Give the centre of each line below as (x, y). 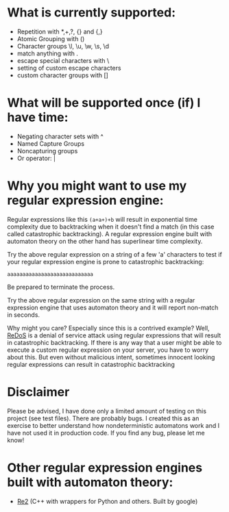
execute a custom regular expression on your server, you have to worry (108, 350)
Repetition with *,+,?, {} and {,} (60, 31)
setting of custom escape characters (69, 68)
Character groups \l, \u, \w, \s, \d (63, 46)
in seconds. (23, 315)
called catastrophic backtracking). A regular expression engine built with (110, 233)
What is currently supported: (92, 13)
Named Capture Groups (50, 143)
